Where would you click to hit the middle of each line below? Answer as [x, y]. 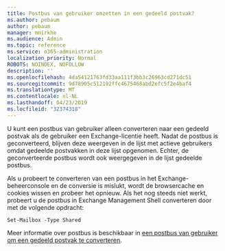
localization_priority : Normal [52, 58]
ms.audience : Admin [35, 39]
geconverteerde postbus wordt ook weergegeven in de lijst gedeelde [105, 158]
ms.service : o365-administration [55, 52]
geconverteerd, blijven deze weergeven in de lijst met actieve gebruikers [110, 143]
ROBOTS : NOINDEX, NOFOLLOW [46, 64]
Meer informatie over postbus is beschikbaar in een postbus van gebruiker [113, 232]
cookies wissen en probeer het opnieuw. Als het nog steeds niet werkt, [107, 193]
